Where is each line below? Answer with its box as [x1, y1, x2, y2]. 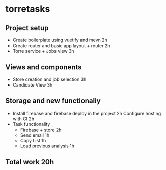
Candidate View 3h [12, 81, 53, 88]
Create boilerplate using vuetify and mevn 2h [12, 37, 108, 43]
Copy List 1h [20, 137, 46, 143]
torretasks [5, 3, 50, 15]
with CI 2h [12, 116, 35, 122]
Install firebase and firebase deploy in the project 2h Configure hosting [12, 110, 161, 116]
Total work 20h [5, 158, 54, 166]
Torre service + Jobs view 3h [12, 48, 75, 54]
